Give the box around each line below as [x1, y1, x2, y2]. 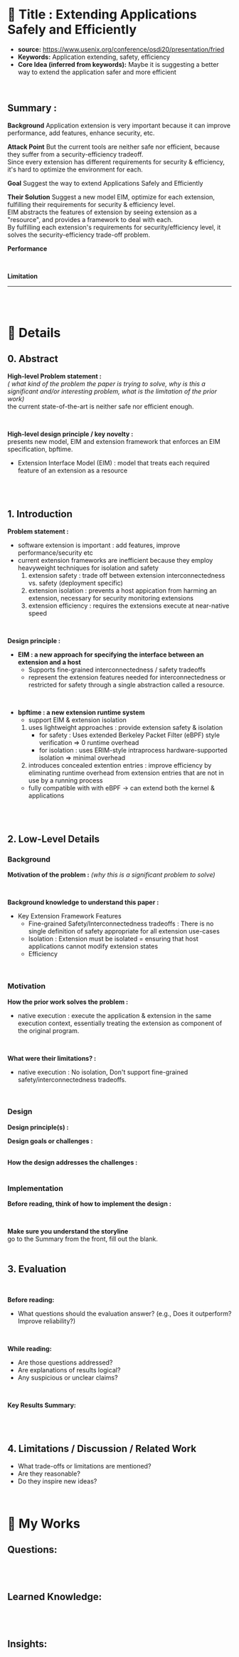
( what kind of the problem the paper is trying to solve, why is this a [7, 379, 206, 388]
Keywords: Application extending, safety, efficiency [17, 53, 171, 61]
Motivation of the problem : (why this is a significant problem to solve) [7, 871, 216, 879]
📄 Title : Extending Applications [7, 6, 197, 23]
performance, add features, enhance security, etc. [7, 128, 155, 137]
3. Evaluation [7, 1263, 67, 1275]
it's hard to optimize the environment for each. [7, 165, 144, 174]
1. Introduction [7, 508, 73, 520]
